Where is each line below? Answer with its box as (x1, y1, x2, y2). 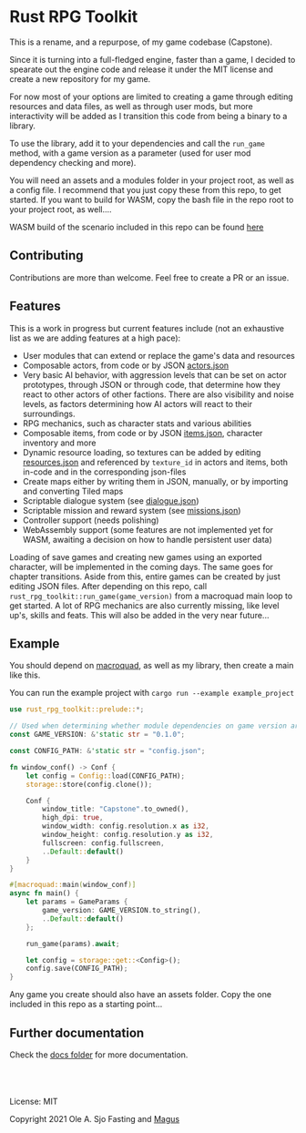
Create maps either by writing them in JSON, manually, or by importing (22, 475, 289, 486)
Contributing (9, 248, 84, 263)
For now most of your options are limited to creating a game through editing (9, 91, 293, 102)
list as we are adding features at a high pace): (9, 332, 181, 343)
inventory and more (22, 437, 97, 448)
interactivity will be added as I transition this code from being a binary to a (9, 110, 288, 121)
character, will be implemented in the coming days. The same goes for (9, 561, 273, 572)
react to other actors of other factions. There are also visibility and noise (22, 389, 294, 400)
